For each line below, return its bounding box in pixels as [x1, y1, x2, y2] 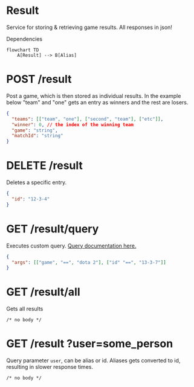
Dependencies [6, 35, 43, 42]
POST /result [6, 72, 72, 86]
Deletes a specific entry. [6, 179, 67, 186]
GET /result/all [6, 285, 80, 299]
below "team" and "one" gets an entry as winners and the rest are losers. [6, 98, 189, 106]
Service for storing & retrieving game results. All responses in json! [6, 24, 172, 31]
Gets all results [6, 305, 44, 313]
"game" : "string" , [11, 127, 59, 133]
